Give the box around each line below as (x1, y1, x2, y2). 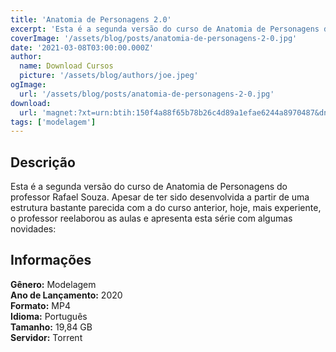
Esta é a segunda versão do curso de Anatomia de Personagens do (10, 181, 288, 193)
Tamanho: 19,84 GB (10, 321, 93, 333)
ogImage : (10, 80, 47, 90)
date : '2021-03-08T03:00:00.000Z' (10, 42, 155, 53)
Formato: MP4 (10, 299, 71, 311)
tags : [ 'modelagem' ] (10, 117, 97, 127)
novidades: (10, 223, 57, 235)
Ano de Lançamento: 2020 (10, 289, 123, 301)
